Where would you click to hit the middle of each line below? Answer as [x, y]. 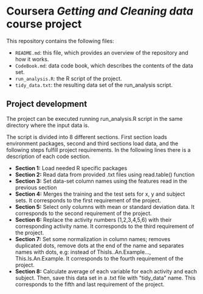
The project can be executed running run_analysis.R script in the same [95, 118]
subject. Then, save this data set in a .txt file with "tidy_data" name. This [105, 278]
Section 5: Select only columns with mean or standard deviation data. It [105, 207]
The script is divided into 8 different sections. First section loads [87, 137]
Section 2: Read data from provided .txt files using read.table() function [105, 174]
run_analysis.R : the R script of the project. [68, 78]
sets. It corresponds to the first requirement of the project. [88, 200]
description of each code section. [49, 156]
